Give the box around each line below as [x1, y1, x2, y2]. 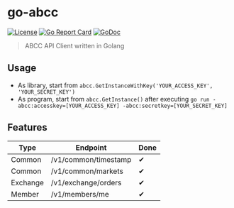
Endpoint [75, 143, 107, 153]
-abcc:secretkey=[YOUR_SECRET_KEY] [123, 102, 228, 109]
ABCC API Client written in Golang [24, 41, 125, 50]
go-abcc [7, 4, 59, 21]
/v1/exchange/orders [50, 177, 122, 187]
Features [7, 121, 48, 133]
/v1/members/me [50, 189, 110, 199]
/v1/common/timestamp [50, 154, 132, 164]
